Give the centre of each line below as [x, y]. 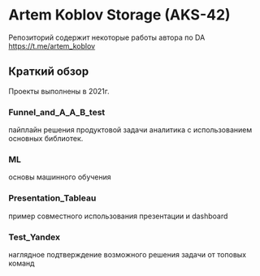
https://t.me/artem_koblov [52, 45]
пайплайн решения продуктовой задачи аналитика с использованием [130, 130]
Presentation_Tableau [52, 198]
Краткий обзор [49, 72]
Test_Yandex [35, 237]
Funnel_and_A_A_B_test [57, 112]
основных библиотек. [46, 139]
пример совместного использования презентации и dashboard [118, 216]
